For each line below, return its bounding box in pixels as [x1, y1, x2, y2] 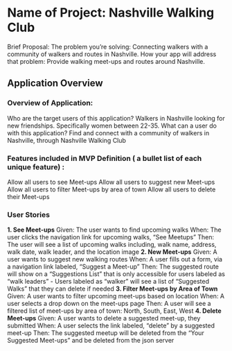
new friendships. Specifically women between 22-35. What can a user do [7, 121, 217, 130]
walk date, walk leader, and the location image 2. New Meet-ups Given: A [7, 248, 217, 256]
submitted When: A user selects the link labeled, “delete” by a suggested [7, 321, 215, 330]
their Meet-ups [7, 192, 50, 200]
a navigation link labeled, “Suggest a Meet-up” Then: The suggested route [7, 262, 220, 271]
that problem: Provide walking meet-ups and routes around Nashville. [7, 57, 206, 65]
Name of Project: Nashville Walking [7, 5, 215, 21]
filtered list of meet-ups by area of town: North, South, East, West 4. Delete [7, 307, 222, 315]
